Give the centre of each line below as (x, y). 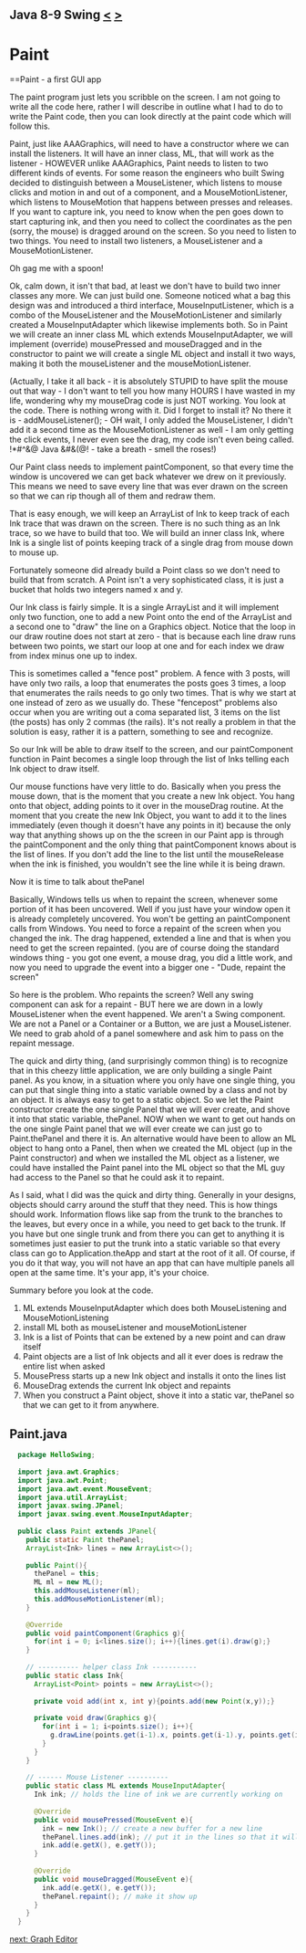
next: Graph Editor (44, 1939)
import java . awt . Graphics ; (69, 1472)
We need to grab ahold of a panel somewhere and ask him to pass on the (147, 1034)
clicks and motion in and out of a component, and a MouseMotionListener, (149, 193)
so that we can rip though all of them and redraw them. (112, 496)
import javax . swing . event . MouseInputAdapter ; (106, 1515)
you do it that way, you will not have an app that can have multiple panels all (152, 1263)
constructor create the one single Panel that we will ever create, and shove (150, 1109)
